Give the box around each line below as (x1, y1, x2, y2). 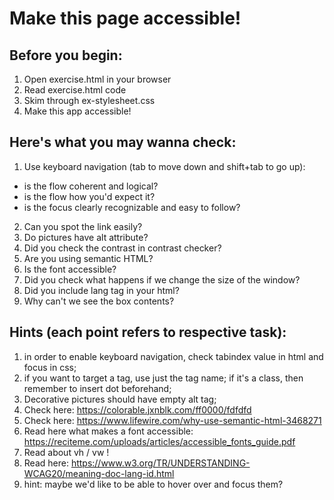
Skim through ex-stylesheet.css (23, 95, 156, 106)
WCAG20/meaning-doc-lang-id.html (23, 467, 175, 479)
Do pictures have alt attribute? (23, 231, 149, 243)
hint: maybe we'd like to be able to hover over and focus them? (23, 478, 284, 490)
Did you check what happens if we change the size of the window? (23, 273, 301, 286)
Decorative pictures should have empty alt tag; (23, 393, 217, 405)
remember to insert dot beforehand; (23, 382, 172, 394)
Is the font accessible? (23, 263, 117, 275)
